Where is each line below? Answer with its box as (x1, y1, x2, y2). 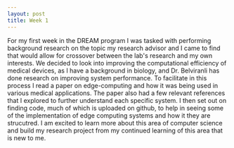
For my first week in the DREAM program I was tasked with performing (7, 36, 212, 44)
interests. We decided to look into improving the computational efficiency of (7, 58, 227, 67)
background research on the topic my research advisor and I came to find (7, 44, 221, 52)
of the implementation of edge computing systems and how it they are (7, 111, 211, 120)
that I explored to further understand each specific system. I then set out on (7, 96, 227, 104)
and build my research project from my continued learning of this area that (7, 126, 223, 135)
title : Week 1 (7, 17, 49, 24)
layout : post (7, 10, 46, 18)
